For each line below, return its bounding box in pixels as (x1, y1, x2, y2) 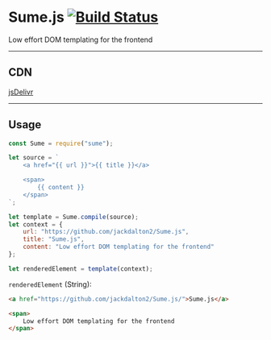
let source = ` (8, 154, 60, 162)
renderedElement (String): (8, 279, 92, 289)
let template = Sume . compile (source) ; (8, 213, 139, 221)
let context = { (8, 220, 63, 229)
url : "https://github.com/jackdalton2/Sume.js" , (23, 228, 190, 236)
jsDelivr (8, 87, 34, 97)
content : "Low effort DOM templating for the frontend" (23, 243, 215, 251)
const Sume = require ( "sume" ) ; (8, 139, 114, 147)
